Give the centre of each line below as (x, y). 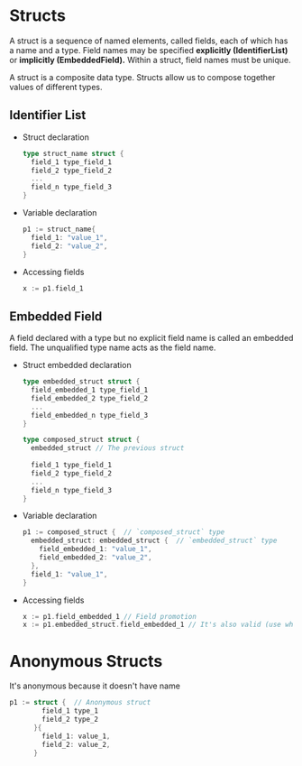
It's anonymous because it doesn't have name (95, 686)
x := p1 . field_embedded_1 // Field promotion (109, 616)
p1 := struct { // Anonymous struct (80, 703)
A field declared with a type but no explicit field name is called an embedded (151, 338)
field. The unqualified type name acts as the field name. (113, 347)
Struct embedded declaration (77, 365)
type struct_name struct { (73, 153)
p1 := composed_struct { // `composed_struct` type (124, 532)
